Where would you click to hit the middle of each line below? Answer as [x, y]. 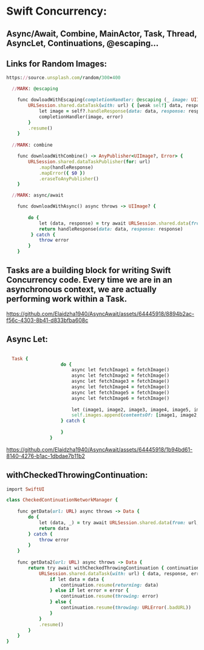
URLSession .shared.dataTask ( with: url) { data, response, [114, 573]
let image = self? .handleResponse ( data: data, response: [112, 111]
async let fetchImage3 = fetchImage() [121, 382]
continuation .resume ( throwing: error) [110, 596]
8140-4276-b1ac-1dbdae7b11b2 [46, 456]
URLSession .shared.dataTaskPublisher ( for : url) [89, 162]
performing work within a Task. [67, 299]
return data [54, 528]
